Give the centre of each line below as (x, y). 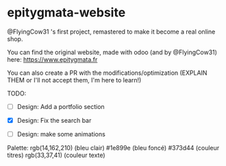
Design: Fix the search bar (54, 120)
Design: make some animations (61, 134)
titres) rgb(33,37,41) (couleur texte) (56, 155)
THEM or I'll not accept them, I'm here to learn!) (74, 80)
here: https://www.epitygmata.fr (52, 59)
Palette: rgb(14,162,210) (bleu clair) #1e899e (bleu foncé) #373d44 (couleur (113, 148)
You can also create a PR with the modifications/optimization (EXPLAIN (107, 73)
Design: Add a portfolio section (61, 106)
